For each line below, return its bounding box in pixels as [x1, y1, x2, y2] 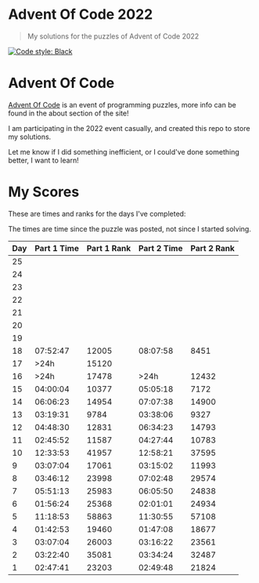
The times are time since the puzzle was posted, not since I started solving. [8, 224, 252, 233]
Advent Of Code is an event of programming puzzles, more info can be [8, 100, 236, 109]
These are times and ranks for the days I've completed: [8, 209, 186, 218]
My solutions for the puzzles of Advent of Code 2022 [27, 31, 200, 41]
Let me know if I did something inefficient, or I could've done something [8, 147, 240, 156]
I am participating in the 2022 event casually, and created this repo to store [8, 123, 250, 133]
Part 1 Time [34, 242, 80, 253]
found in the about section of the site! [8, 108, 129, 118]
